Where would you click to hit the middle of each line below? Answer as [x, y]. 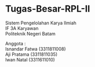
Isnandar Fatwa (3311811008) [36, 49]
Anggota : [15, 43]
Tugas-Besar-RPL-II [48, 9]
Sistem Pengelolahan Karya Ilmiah [41, 23]
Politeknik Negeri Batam [30, 33]
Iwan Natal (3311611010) [30, 59]
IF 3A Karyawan [22, 28]
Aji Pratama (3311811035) [31, 54]
